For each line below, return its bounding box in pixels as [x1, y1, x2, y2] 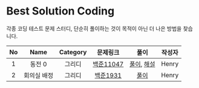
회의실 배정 [24, 71, 53, 80]
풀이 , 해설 [129, 60, 155, 68]
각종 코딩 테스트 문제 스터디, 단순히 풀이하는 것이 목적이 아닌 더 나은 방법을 [6, 25, 182, 32]
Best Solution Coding [6, 4, 115, 18]
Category [59, 48, 87, 56]
